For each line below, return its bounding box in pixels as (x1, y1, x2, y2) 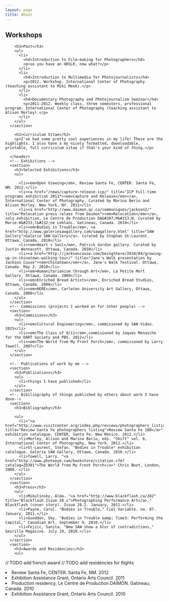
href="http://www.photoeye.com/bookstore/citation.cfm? (5, 458, 125, 463)
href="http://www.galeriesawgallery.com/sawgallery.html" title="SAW (5, 229, 154, 234)
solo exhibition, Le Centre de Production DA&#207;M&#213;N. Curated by (5, 216, 161, 221)
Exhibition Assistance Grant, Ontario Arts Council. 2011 (12, 575, 125, 581)
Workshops (5, 31, 43, 39)
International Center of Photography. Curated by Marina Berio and (5, 198, 150, 204)
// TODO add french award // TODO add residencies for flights (5, 560, 134, 566)
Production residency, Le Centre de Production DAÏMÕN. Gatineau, (12, 580, 150, 586)
